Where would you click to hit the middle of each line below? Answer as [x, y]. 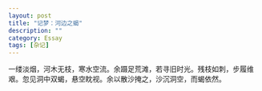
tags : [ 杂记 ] [29, 45]
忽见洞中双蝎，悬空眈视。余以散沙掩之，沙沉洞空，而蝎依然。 [124, 79]
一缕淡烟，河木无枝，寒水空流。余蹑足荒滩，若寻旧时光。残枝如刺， [121, 69]
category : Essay [35, 38]
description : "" [35, 30]
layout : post [30, 16]
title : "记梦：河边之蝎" [45, 23]
